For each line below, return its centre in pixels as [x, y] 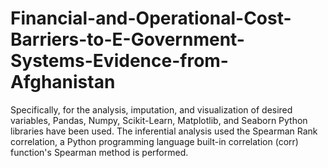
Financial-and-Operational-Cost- [151, 18]
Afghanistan [63, 82]
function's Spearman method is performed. [99, 152]
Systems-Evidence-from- [119, 61]
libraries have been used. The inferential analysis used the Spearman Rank [164, 131]
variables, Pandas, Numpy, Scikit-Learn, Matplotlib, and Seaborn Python [159, 120]
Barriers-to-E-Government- [127, 39]
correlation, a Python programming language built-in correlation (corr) [154, 141]
